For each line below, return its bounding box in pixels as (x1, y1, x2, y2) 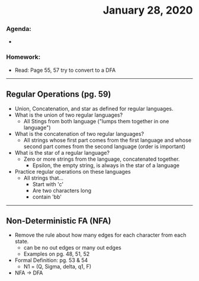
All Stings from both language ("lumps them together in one (23, 117, 169, 124)
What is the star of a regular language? (14, 149, 110, 156)
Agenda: (6, 25, 31, 33)
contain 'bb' (32, 193, 62, 200)
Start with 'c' (32, 180, 64, 187)
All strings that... (23, 174, 64, 181)
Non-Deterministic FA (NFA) (6, 216, 111, 226)
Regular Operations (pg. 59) (6, 90, 111, 100)
